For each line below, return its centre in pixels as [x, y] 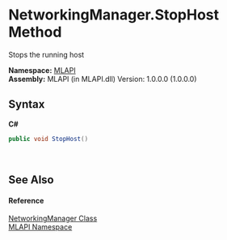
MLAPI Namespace [40, 227]
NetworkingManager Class [53, 219]
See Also [31, 180]
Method [35, 32]
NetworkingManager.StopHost [114, 15]
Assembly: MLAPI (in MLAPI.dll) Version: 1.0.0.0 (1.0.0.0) [103, 79]
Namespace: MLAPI [42, 70]
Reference [26, 200]
